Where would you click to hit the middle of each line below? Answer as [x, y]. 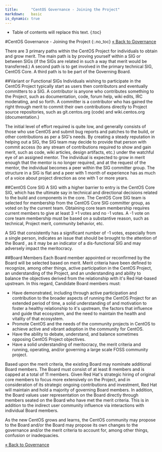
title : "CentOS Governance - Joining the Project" [62, 9]
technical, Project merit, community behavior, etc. [54, 224]
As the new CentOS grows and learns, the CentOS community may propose [80, 420]
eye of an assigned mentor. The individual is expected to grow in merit [75, 158]
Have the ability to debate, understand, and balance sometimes [75, 334]
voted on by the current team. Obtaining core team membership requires [77, 208]
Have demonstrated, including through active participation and [74, 293]
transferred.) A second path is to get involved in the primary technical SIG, [79, 66]
